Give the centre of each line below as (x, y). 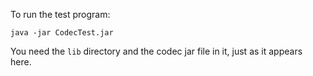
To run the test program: (60, 14)
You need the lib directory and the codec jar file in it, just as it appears (156, 51)
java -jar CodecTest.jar (62, 33)
